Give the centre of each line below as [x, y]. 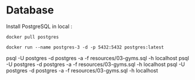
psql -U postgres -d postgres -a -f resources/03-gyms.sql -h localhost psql [97, 58]
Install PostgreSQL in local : [39, 26]
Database [30, 10]
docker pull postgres [33, 37]
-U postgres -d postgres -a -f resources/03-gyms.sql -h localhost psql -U [95, 64]
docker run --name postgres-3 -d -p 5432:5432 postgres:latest [85, 47]
